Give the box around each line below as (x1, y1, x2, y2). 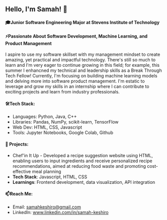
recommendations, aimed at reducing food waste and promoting (12, 163, 146, 169)
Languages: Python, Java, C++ (12, 114, 77, 120)
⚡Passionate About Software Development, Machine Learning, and (5, 33, 148, 39)
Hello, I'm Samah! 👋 (5, 5, 68, 14)
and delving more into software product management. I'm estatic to (5, 78, 145, 84)
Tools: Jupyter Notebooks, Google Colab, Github (12, 130, 113, 136)
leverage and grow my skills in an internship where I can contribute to (5, 83, 149, 89)
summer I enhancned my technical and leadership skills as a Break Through (5, 67, 162, 73)
